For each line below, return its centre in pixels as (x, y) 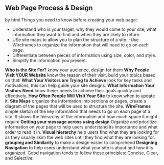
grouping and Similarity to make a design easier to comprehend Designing (81, 142)
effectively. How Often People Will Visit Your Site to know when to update (80, 96)
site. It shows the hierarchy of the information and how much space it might (81, 116)
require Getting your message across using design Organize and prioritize (81, 122)
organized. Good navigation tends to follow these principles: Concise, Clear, (82, 153)
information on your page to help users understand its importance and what (82, 127)
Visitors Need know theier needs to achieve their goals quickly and (73, 90)
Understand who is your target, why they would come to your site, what (84, 29)
